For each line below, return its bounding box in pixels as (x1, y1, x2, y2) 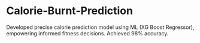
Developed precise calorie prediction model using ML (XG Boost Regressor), (6, 24, 195, 31)
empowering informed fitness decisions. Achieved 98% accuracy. (6, 29, 169, 37)
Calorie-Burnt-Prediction (6, 4, 134, 18)
